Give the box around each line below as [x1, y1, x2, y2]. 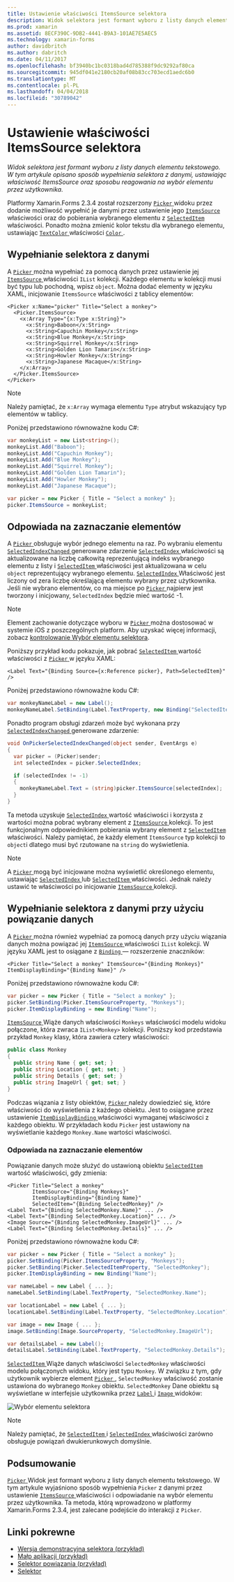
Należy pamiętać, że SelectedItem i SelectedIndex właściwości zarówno [7, 1430, 214, 1438]
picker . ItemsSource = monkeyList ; [7, 501, 108, 508]
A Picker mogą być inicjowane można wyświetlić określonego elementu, [7, 867, 215, 876]
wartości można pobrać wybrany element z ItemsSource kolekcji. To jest [7, 818, 214, 826]
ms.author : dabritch [7, 50, 68, 57]
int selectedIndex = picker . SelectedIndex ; [13, 760, 141, 767]
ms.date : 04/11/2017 [7, 56, 68, 63]
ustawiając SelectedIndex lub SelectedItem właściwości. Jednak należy [7, 875, 212, 883]
